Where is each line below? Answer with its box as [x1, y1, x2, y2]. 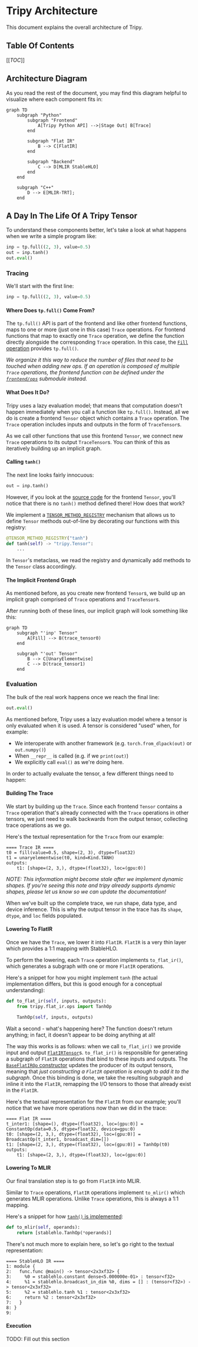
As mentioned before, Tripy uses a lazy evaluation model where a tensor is [6, 716, 187, 723]
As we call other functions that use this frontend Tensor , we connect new [6, 432, 183, 439]
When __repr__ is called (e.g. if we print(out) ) [14, 752, 128, 759]
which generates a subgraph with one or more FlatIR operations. [6, 963, 165, 970]
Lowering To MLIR [6, 1165, 51, 1172]
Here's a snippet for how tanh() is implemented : [6, 1212, 124, 1220]
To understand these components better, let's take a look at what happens [6, 226, 187, 234]
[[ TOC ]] [6, 56, 25, 63]
